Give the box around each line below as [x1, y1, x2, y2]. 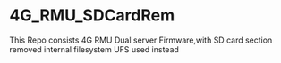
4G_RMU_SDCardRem [9, 5, 175, 26]
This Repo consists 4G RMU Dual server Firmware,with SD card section [9, 35, 273, 45]
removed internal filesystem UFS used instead [9, 43, 179, 54]
